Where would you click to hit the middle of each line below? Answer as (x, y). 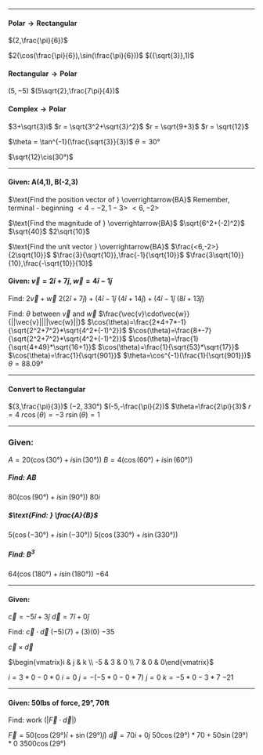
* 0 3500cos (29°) (37, 744)
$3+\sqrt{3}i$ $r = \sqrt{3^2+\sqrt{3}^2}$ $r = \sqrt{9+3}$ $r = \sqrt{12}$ (128, 126)
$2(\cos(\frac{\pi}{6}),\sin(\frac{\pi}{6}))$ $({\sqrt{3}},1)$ (101, 56)
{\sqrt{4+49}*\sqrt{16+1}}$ (52, 347)
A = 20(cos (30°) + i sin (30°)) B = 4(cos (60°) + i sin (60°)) (101, 459)
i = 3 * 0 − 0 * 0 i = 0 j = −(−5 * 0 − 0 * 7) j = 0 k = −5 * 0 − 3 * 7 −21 (121, 677)
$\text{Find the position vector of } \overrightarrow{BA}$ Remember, (119, 199)
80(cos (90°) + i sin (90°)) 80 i (54, 497)
